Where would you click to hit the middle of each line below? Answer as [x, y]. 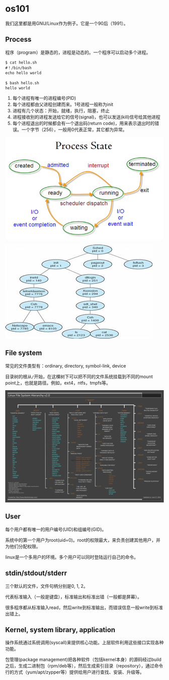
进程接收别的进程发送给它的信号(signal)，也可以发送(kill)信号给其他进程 [86, 117]
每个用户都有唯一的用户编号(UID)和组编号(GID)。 [56, 529]
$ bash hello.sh [22, 83]
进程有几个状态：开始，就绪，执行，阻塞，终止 [61, 110]
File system [24, 353]
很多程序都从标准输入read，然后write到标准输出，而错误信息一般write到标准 [84, 607]
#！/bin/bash [18, 68]
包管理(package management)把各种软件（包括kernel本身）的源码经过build [83, 660]
